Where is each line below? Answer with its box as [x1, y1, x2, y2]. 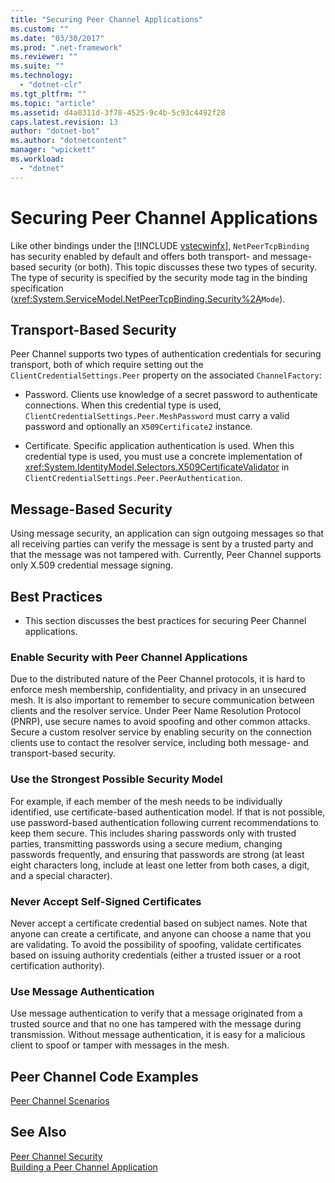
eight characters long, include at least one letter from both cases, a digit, [10, 859, 310, 871]
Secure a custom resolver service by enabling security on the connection [10, 726, 312, 738]
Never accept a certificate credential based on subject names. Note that [10, 917, 308, 929]
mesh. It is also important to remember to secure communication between [10, 694, 315, 706]
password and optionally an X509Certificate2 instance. [24, 421, 253, 433]
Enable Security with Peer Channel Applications [10, 650, 248, 664]
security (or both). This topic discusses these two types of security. [38, 261, 317, 273]
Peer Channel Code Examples [10, 1068, 199, 1085]
